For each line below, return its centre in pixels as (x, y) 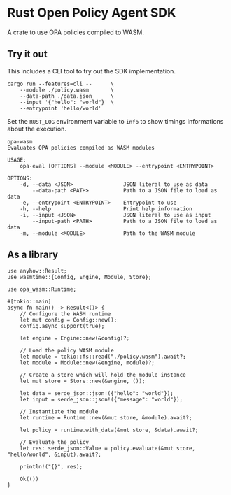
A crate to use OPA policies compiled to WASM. (76, 32)
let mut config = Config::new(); (69, 320)
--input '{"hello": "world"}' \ (67, 102)
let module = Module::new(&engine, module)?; (87, 363)
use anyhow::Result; (37, 271)
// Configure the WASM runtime (65, 314)
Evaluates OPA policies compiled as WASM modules (81, 148)
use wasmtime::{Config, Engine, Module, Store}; (79, 277)
